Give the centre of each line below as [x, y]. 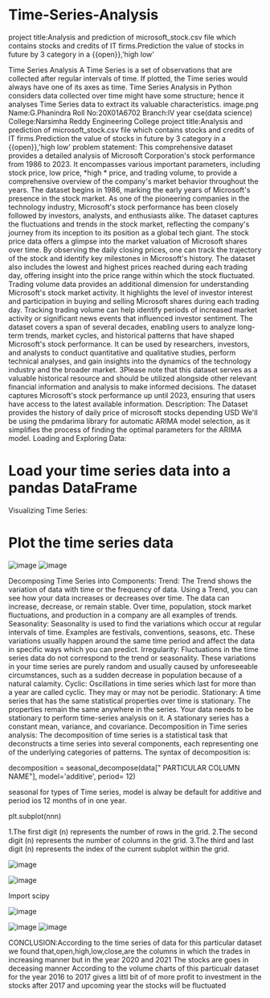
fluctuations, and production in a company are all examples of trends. [123, 615]
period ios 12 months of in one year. [67, 800]
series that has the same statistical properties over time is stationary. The [130, 701]
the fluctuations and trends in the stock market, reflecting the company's [129, 224]
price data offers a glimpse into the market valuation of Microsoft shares [128, 241]
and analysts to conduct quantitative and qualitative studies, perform [122, 352]
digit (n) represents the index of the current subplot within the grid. [119, 849]
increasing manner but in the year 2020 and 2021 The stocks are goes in [129, 959]
